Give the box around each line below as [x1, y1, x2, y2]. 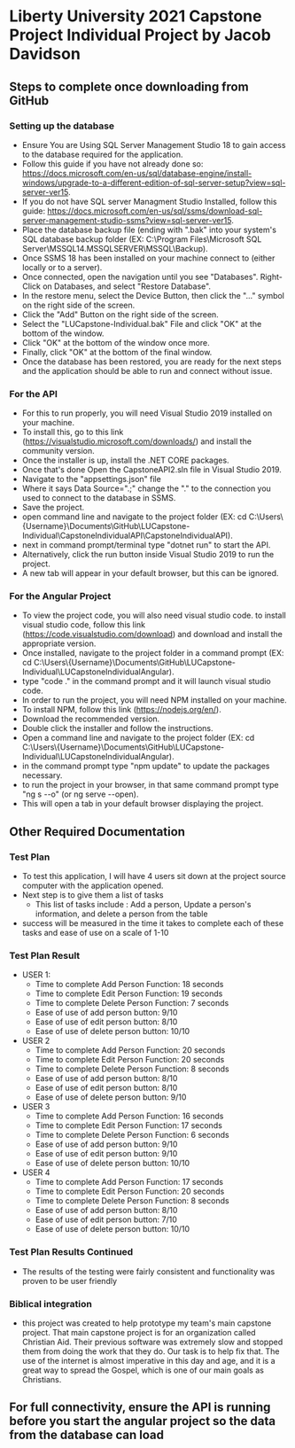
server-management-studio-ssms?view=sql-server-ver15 [21, 214, 232, 225]
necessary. [21, 770, 63, 781]
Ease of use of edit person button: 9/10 [35, 1148, 178, 1159]
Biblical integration [9, 1297, 93, 1310]
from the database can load [9, 1428, 165, 1443]
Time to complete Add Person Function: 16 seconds [35, 1110, 224, 1122]
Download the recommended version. [21, 713, 160, 724]
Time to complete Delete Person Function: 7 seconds [35, 998, 229, 1008]
